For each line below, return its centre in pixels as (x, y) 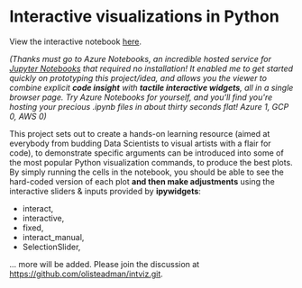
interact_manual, (53, 237)
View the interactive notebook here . (76, 41)
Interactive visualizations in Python (144, 17)
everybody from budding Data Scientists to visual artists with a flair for (141, 143)
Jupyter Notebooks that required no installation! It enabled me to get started (151, 68)
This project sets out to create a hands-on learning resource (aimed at (140, 133)
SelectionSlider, (51, 247)
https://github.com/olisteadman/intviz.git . (87, 274)
